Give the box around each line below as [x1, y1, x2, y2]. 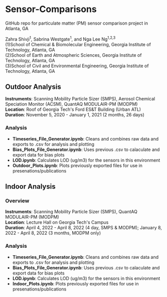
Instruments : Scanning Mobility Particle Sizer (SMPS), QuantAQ [5, 209, 138, 215]
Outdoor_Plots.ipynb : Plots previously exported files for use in [12, 162, 143, 169]
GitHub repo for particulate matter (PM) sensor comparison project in [5, 20, 148, 26]
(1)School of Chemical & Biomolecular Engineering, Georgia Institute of [5, 41, 151, 47]
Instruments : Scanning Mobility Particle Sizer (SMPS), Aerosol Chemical [5, 96, 155, 102]
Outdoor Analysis [5, 82, 61, 91]
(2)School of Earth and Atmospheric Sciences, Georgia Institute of [5, 52, 142, 58]
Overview [5, 197, 30, 204]
